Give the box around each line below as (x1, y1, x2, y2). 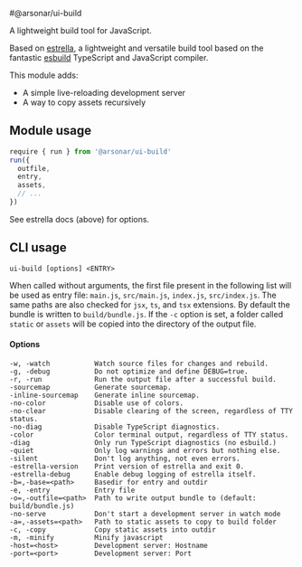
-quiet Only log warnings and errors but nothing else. (9, 446, 281, 455)
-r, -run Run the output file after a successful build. (9, 374, 278, 383)
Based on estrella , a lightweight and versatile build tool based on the (9, 43, 264, 53)
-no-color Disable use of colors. (9, 398, 184, 408)
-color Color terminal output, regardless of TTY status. (9, 430, 289, 439)
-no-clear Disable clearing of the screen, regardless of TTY (9, 406, 294, 415)
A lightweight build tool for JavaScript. (9, 25, 152, 35)
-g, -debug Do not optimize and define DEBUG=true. (9, 366, 249, 376)
